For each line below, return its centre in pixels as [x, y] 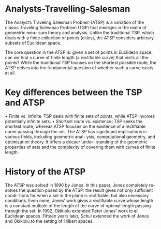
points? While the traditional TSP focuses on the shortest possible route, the [81, 62]
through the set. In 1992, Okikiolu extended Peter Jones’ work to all [72, 211]
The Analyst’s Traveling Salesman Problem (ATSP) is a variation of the [74, 22]
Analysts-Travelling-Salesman [68, 9]
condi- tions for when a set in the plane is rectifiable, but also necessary [77, 195]
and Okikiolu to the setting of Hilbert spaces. [50, 221]
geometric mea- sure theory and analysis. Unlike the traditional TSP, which [80, 32]
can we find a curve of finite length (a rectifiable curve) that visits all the [77, 57]
